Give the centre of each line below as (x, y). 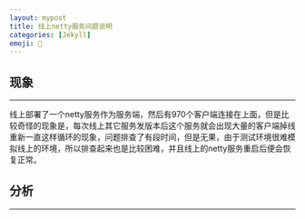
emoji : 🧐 (26, 43)
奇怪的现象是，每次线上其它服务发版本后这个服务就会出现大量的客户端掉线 (156, 126)
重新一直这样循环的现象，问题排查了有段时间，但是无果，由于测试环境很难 (148, 137)
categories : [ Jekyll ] (50, 35)
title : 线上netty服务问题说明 (61, 26)
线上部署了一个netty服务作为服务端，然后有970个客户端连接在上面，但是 (145, 114)
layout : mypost (38, 18)
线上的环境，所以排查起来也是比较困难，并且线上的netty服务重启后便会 (150, 149)
